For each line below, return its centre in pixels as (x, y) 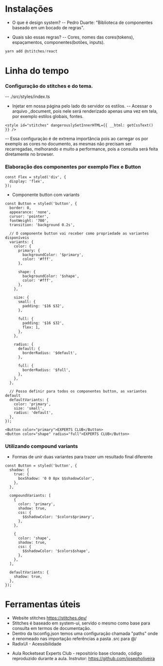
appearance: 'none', (30, 212)
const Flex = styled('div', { (36, 177)
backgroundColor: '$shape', (51, 276)
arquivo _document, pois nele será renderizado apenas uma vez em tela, (85, 111)
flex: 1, (31, 327)
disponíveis (17, 237)
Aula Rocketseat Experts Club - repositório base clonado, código (77, 653)
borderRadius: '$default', (50, 353)
